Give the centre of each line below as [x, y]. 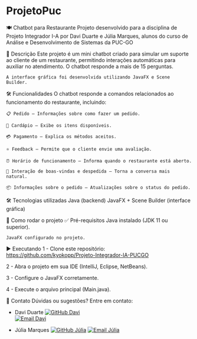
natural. [17, 176]
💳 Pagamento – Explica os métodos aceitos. [61, 136]
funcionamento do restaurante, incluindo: [56, 102]
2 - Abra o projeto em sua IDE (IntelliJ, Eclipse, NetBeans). [77, 266]
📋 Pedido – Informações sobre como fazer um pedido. [73, 113]
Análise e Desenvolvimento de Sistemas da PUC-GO [70, 42]
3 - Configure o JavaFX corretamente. [52, 278]
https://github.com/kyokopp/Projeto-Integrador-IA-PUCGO [78, 255]
